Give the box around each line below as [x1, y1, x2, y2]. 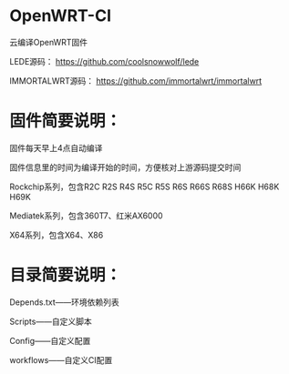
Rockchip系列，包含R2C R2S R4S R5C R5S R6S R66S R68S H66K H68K [9, 181, 280, 192]
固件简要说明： [9, 111, 122, 132]
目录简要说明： [9, 265, 122, 286]
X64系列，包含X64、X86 [9, 229, 104, 240]
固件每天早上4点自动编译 [9, 142, 103, 153]
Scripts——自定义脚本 [9, 316, 93, 327]
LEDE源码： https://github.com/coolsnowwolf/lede [9, 56, 200, 66]
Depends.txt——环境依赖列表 [9, 297, 120, 308]
